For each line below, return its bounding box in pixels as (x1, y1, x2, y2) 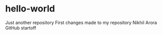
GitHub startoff (5, 24, 36, 30)
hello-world (5, 3, 56, 14)
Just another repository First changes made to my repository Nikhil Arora (5, 19, 157, 25)
